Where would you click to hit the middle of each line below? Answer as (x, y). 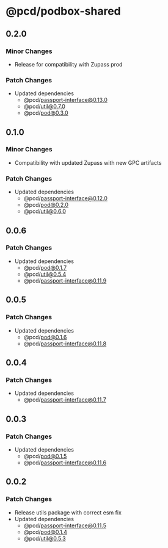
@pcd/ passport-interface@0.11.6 (65, 463)
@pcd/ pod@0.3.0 (46, 113)
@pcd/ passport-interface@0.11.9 (65, 280)
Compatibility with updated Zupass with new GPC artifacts (88, 162)
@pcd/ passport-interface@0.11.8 (65, 344)
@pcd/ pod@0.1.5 (45, 456)
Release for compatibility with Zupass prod (68, 64)
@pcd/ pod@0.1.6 (45, 337)
